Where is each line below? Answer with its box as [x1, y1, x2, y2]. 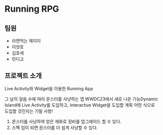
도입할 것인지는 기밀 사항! [4, 108, 53, 114]
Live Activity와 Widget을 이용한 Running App [4, 85, 93, 91]
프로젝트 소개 [4, 72, 42, 80]
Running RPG [4, 3, 59, 15]
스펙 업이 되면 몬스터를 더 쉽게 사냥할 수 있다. [11, 124, 98, 130]
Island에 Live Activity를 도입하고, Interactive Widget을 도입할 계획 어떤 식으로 [4, 102, 155, 108]
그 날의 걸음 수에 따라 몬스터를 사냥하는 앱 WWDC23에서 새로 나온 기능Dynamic [4, 96, 159, 102]
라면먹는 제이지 [11, 38, 41, 43]
